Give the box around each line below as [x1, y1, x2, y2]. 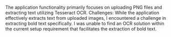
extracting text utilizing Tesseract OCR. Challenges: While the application [5, 10, 160, 16]
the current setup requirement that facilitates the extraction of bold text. [5, 26, 157, 32]
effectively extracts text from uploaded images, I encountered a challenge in [5, 15, 166, 21]
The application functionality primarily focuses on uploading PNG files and [5, 5, 162, 10]
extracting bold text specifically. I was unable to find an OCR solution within [5, 20, 165, 26]
